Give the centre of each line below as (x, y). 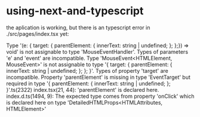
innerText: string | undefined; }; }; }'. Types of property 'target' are (87, 70)
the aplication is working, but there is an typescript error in (78, 27)
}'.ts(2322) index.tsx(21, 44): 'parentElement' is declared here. (83, 90)
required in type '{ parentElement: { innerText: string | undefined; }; (89, 83)
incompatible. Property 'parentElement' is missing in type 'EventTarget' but (99, 77)
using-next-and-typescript (75, 11)
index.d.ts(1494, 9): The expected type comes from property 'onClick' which (100, 96)
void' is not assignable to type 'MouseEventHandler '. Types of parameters (97, 51)
